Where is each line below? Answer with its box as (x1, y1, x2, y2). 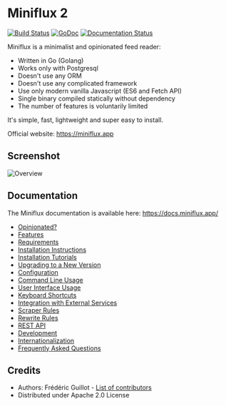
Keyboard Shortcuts (17, 290, 77, 299)
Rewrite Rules (17, 313, 58, 322)
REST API (17, 321, 46, 330)
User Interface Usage (17, 283, 81, 292)
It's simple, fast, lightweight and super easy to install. (7, 116, 164, 124)
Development (17, 328, 58, 337)
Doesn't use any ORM (17, 71, 82, 80)
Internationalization (17, 336, 75, 345)
